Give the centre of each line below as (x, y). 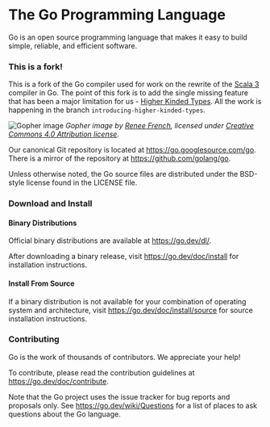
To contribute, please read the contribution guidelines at (102, 372)
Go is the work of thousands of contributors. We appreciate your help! (125, 357)
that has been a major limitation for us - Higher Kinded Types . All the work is (135, 102)
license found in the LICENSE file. (82, 182)
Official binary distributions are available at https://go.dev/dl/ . (110, 241)
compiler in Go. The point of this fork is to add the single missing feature (128, 93)
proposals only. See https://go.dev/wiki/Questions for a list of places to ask (133, 405)
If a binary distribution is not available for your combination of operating (127, 301)
